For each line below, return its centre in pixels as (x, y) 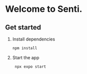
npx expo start (30, 67)
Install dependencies (34, 39)
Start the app (26, 57)
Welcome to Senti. (44, 9)
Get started (23, 27)
